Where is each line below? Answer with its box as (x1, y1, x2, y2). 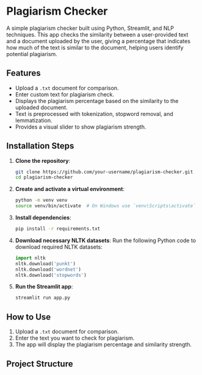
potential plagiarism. (6, 50, 58, 57)
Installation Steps (6, 141, 74, 151)
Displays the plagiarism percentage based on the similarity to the (15, 97, 179, 104)
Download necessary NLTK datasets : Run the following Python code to (15, 237, 197, 244)
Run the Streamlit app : (15, 283, 73, 290)
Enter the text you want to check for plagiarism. (15, 334, 135, 342)
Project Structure (6, 359, 73, 369)
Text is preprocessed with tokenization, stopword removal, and (15, 110, 174, 117)
